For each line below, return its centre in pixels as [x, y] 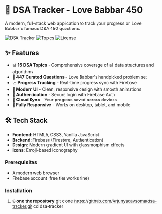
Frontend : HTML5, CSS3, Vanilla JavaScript [56, 134]
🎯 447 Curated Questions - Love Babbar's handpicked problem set [79, 77]
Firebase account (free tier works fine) [51, 178]
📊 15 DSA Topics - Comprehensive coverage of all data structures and [83, 65]
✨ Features [22, 53]
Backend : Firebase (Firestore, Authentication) [58, 140]
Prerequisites [21, 162]
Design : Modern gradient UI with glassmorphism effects [68, 145]
